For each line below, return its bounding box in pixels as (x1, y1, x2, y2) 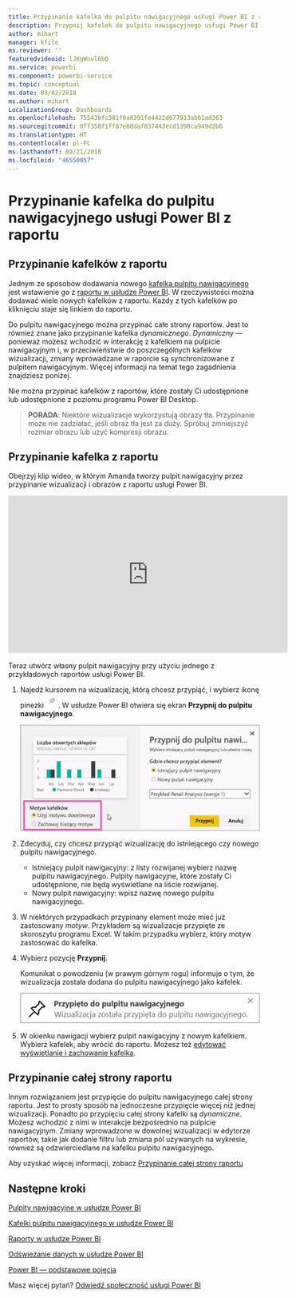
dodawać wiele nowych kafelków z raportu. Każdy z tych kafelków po (8, 296, 238, 305)
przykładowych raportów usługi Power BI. (8, 670, 145, 679)
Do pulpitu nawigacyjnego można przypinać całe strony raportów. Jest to (8, 320, 249, 329)
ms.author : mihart (8, 97, 69, 106)
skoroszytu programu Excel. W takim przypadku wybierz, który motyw (19, 929, 251, 938)
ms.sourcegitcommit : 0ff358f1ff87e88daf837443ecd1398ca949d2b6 (8, 122, 223, 131)
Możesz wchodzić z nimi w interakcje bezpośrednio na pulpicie (8, 1117, 216, 1127)
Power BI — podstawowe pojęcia (8, 1265, 117, 1275)
